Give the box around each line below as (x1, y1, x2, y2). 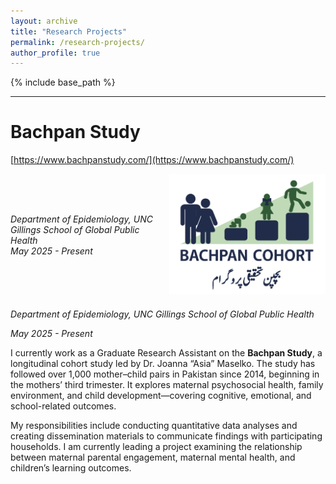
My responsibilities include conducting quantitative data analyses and (10, 420, 298, 432)
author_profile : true (10, 48, 101, 58)
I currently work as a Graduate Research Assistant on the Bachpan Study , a (10, 347, 323, 359)
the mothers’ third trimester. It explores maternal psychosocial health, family (10, 379, 324, 391)
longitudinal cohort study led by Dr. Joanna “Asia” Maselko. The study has (10, 358, 316, 370)
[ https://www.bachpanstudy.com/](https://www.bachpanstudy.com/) (10, 154, 295, 166)
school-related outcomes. (10, 400, 117, 412)
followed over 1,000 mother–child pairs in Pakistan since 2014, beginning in (10, 368, 320, 380)
